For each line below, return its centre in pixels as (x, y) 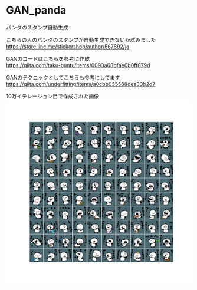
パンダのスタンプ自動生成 (37, 27)
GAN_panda (36, 10)
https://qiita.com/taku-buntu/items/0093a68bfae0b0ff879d (78, 65)
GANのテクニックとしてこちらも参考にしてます (63, 77)
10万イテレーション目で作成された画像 (52, 96)
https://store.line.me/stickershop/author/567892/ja (68, 46)
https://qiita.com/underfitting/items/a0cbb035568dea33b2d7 (81, 84)
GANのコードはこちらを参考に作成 (48, 58)
